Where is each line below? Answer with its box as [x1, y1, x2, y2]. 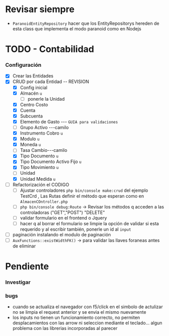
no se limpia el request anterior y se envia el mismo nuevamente [12, 309, 146, 315]
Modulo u [20, 136, 40, 142]
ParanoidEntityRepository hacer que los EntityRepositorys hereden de [12, 20, 160, 26]
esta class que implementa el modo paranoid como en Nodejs [12, 25, 141, 31]
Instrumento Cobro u [20, 130, 63, 136]
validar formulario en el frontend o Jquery [20, 215, 107, 221]
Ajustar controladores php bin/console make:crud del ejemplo [20, 187, 148, 193]
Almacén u [20, 90, 42, 96]
